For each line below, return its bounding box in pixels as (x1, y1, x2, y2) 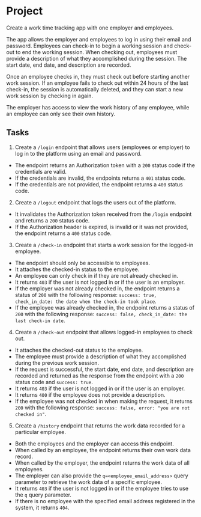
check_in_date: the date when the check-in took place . (14, 298, 157, 305)
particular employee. (14, 428, 67, 435)
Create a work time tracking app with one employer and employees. (6, 24, 174, 31)
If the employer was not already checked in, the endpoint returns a (14, 284, 180, 292)
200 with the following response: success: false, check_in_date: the (14, 310, 188, 317)
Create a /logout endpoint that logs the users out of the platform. (14, 198, 176, 206)
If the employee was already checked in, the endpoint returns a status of (14, 304, 195, 311)
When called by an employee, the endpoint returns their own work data (14, 446, 191, 453)
